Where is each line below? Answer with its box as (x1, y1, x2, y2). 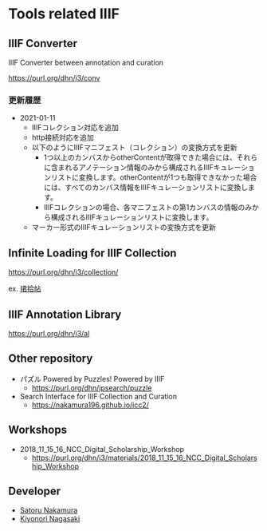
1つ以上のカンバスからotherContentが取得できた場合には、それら (43, 153, 258, 162)
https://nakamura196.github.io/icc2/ (31, 400, 150, 410)
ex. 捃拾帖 (8, 284, 41, 294)
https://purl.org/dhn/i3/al (8, 328, 90, 338)
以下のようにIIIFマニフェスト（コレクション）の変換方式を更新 (31, 143, 238, 153)
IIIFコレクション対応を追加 (31, 123, 120, 133)
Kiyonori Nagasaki (19, 514, 80, 524)
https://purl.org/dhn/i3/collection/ (8, 267, 119, 277)
